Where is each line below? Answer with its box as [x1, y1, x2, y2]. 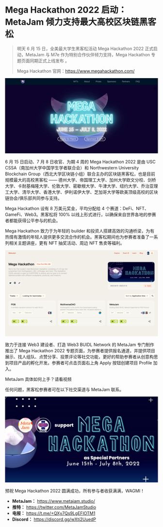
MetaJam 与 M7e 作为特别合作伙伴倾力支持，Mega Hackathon [25, 51, 150, 57]
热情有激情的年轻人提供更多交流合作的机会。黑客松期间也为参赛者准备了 [5, 234, 149, 240]
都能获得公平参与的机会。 [9, 218, 61, 224]
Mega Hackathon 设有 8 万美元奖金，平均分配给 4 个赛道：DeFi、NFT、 [5, 206, 149, 212]
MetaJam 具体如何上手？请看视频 [5, 376, 72, 382]
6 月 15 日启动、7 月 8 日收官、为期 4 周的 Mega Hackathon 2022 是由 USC [5, 159, 156, 165]
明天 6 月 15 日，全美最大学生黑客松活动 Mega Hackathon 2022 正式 [16, 46, 154, 51]
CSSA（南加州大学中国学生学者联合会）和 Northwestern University [5, 165, 139, 171]
